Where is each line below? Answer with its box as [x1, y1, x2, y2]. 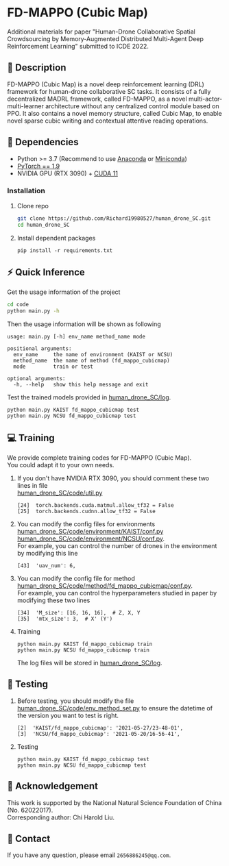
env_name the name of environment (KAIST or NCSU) [13, 351, 173, 358]
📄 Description [7, 62, 67, 73]
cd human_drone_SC [16, 221, 70, 228]
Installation [7, 186, 46, 196]
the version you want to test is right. [16, 711, 119, 719]
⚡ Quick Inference [7, 267, 86, 278]
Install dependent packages [16, 234, 96, 242]
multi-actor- [188, 95, 223, 103]
